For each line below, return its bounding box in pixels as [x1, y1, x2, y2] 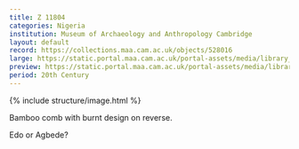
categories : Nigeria [9, 21, 86, 30]
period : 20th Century [9, 71, 90, 80]
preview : [9, 63, 42, 72]
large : [9, 54, 34, 63]
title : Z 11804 [9, 12, 66, 22]
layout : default [9, 37, 69, 47]
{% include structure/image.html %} [9, 95, 141, 106]
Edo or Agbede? [9, 129, 69, 140]
